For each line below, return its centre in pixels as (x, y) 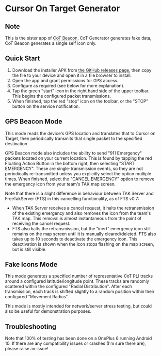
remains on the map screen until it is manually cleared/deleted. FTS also (84, 234)
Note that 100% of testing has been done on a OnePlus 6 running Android (79, 339)
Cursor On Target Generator (63, 8)
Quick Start (23, 59)
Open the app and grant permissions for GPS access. (65, 80)
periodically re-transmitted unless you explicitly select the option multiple (78, 173)
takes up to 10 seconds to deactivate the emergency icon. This (75, 239)
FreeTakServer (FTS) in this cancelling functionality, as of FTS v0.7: (72, 198)
